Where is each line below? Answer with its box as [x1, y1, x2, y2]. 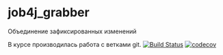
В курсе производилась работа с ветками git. [8, 40, 142, 48]
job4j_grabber [8, 5, 90, 20]
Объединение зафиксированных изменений [8, 27, 137, 35]
